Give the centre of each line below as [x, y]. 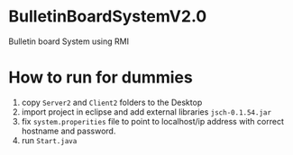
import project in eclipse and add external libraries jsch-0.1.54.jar [146, 112]
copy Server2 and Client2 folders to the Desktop [112, 102]
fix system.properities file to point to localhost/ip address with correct [153, 121]
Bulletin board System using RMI [69, 41]
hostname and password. [69, 131]
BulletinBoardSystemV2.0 [108, 17]
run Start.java [49, 140]
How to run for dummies [101, 77]
